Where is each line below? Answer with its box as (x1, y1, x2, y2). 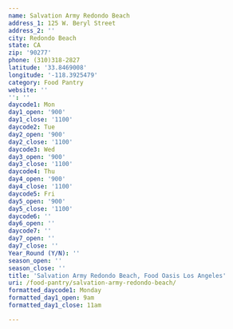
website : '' (8, 85, 48, 94)
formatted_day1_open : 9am (8, 294, 94, 302)
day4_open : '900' (8, 175, 66, 184)
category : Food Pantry (8, 78, 84, 86)
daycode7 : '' (8, 227, 52, 236)
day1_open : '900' (8, 109, 66, 117)
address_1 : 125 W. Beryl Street (8, 19, 116, 27)
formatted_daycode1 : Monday (8, 287, 102, 295)
